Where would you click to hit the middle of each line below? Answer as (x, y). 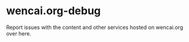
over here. (19, 33)
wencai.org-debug (54, 11)
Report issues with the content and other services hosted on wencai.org (95, 27)
